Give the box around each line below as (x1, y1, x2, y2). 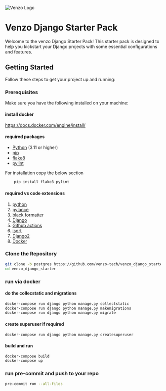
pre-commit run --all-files (5, 381, 63, 386)
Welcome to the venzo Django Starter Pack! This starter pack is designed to (5, 38, 160, 44)
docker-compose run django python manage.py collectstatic (5, 301, 129, 306)
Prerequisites (5, 89, 38, 96)
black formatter (12, 212, 44, 218)
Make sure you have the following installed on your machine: (5, 100, 128, 106)
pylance (12, 206, 29, 212)
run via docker (5, 278, 41, 285)
